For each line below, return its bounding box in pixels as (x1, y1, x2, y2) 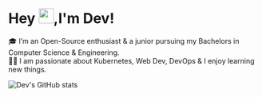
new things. (8, 64, 47, 74)
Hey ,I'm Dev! (8, 10, 115, 28)
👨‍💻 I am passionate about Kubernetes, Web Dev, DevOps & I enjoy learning (8, 56, 255, 65)
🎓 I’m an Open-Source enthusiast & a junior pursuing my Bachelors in (8, 36, 240, 45)
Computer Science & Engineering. (8, 48, 120, 57)
